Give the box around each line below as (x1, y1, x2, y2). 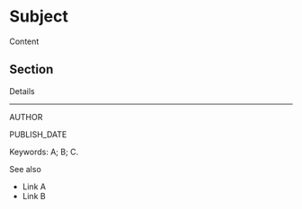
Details (9, 85, 35, 96)
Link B (22, 190, 47, 201)
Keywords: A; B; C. (9, 146, 79, 157)
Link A (22, 181, 47, 192)
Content (9, 36, 40, 47)
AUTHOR (9, 111, 43, 122)
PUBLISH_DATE (9, 128, 67, 140)
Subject (9, 6, 69, 27)
